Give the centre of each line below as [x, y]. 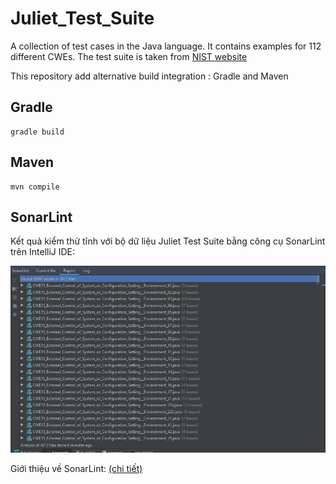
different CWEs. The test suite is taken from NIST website [129, 56]
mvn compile [35, 187]
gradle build [37, 132]
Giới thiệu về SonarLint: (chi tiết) [76, 468]
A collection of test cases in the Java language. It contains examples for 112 [166, 46]
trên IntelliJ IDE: [43, 252]
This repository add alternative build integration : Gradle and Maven [149, 76]
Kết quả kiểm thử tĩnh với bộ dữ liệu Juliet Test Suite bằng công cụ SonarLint [168, 241]
